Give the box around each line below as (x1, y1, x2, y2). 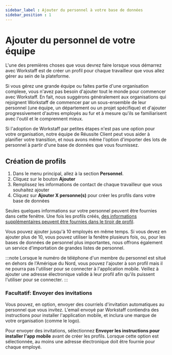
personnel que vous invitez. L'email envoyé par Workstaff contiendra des (5, 306, 159, 313)
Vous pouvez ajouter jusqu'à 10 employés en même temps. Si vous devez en (5, 229, 167, 235)
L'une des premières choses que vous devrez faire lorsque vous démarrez (5, 62, 162, 68)
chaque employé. (5, 344, 42, 350)
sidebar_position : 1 (5, 12, 52, 17)
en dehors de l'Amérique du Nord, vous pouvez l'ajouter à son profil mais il (5, 260, 163, 267)
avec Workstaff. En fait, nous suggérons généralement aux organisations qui (5, 94, 166, 100)
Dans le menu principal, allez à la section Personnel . (12, 170, 124, 177)
